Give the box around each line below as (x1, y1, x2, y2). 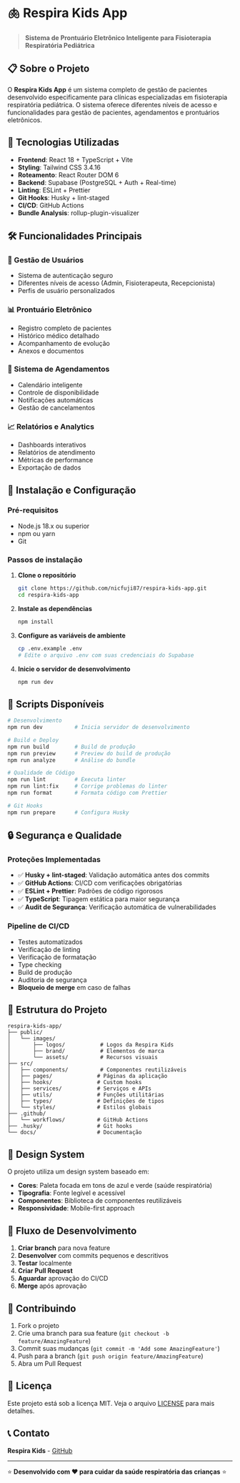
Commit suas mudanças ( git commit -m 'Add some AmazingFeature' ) (17, 1344, 220, 1352)
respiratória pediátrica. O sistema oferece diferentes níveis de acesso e (7, 100, 218, 109)
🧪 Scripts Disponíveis (7, 698, 105, 710)
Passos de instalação (7, 555, 83, 565)
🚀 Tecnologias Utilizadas (7, 137, 119, 149)
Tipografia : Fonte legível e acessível (17, 1189, 126, 1197)
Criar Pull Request (17, 1266, 73, 1275)
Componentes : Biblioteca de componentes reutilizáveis (17, 1196, 182, 1205)
